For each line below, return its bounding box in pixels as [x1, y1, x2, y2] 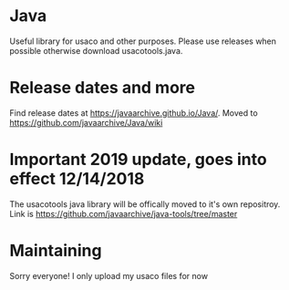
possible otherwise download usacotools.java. [9, 45, 183, 56]
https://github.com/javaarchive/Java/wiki [9, 117, 163, 128]
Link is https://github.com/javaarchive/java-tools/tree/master [9, 208, 238, 219]
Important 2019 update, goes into [9, 150, 267, 170]
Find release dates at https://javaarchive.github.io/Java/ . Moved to [9, 107, 258, 119]
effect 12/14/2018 [9, 169, 145, 190]
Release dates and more [9, 78, 196, 98]
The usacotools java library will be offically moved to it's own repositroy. [9, 198, 281, 210]
